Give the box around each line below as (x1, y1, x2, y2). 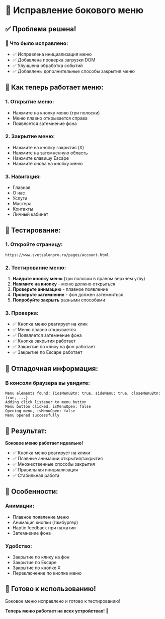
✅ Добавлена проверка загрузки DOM (12, 56, 96, 63)
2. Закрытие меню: (5, 133, 55, 140)
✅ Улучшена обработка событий (12, 63, 83, 69)
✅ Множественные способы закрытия (12, 461, 96, 467)
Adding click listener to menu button (5, 400, 87, 405)
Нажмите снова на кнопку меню (12, 160, 83, 166)
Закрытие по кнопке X (12, 565, 61, 571)
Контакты (12, 206, 34, 212)
